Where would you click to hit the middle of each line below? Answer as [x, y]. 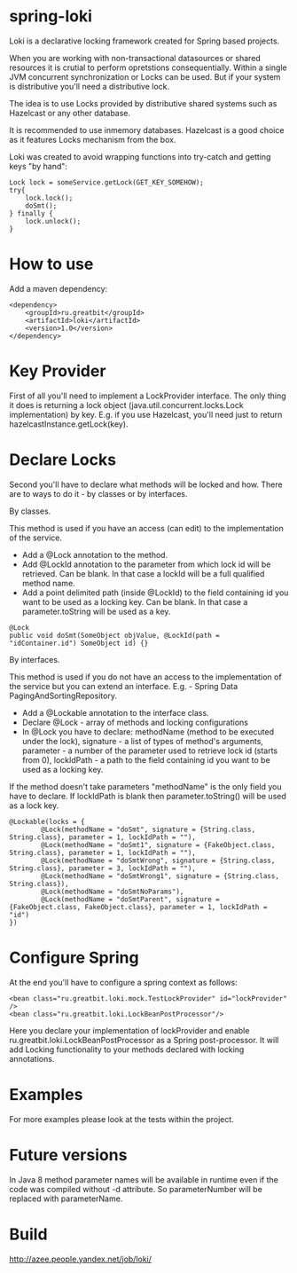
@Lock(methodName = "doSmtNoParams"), [113, 892]
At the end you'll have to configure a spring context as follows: [123, 982]
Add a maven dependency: [59, 288]
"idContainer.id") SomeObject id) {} [79, 643]
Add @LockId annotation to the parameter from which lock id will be [146, 564]
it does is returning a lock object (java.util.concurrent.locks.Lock [126, 405]
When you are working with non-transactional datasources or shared [135, 58]
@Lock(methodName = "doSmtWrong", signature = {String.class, [158, 860]
